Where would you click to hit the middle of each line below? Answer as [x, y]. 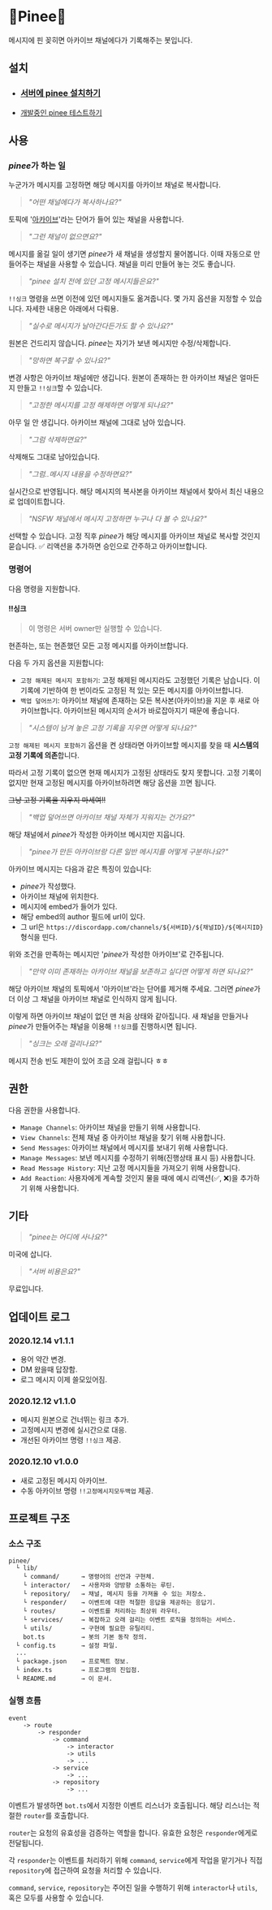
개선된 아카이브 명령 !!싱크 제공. [71, 1440]
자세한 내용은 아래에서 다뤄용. [72, 309]
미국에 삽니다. [30, 1255]
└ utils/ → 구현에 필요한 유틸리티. [89, 1629]
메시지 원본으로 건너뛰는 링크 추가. [74, 1420]
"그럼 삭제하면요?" [58, 440]
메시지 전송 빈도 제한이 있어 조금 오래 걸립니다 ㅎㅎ [89, 1061]
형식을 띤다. [39, 936]
